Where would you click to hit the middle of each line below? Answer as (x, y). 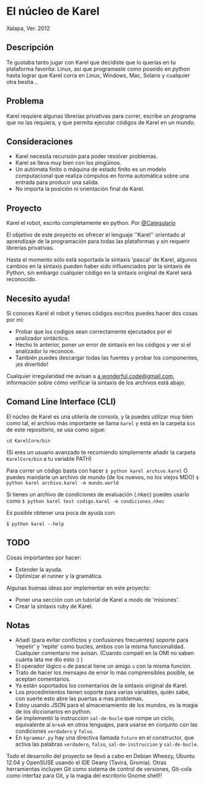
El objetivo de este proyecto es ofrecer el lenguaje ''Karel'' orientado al (96, 235)
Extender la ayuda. (39, 569)
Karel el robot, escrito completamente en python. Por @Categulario (91, 223)
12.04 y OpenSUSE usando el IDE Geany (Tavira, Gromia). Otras (87, 763)
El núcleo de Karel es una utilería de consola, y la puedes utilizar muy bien (100, 416)
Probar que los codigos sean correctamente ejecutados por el (93, 332)
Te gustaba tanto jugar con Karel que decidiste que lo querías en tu (91, 62)
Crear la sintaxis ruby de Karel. (54, 606)
